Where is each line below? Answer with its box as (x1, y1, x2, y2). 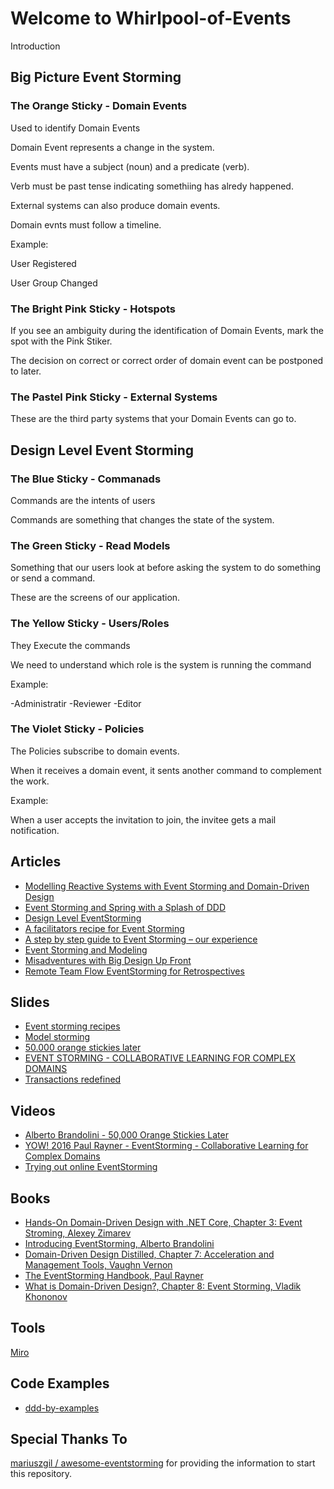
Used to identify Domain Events (10, 122, 141, 134)
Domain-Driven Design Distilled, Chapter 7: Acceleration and (24, 1248, 275, 1261)
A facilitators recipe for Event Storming (24, 922, 185, 934)
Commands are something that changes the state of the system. (10, 513, 275, 526)
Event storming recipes (24, 1020, 121, 1032)
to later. (10, 365, 42, 377)
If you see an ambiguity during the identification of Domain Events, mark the (10, 324, 324, 336)
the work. (10, 775, 50, 787)
